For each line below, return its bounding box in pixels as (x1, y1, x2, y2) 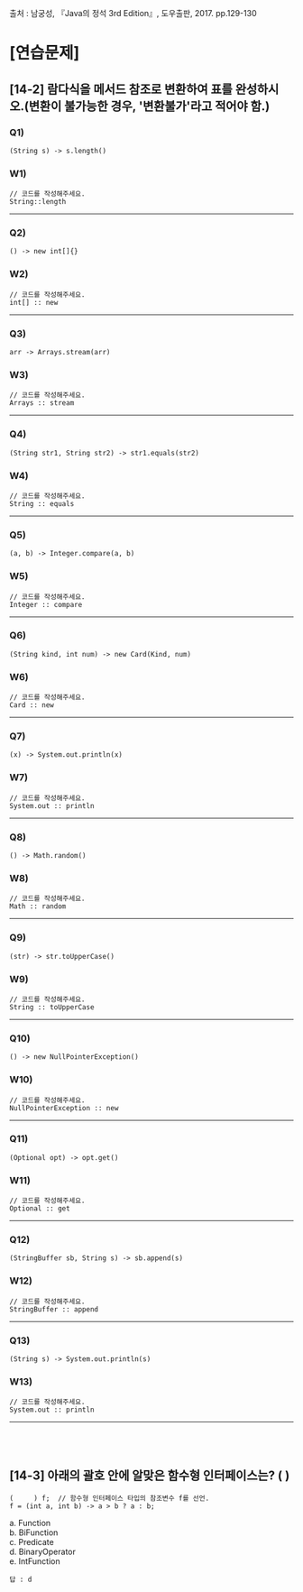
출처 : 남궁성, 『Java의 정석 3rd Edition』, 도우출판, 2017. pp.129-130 (9, 8, 257, 18)
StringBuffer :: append (9, 1304, 99, 1314)
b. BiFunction (9, 1527, 59, 1538)
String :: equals (9, 499, 75, 508)
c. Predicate (9, 1537, 54, 1548)
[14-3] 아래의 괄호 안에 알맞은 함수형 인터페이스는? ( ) (9, 1468, 290, 1483)
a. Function (9, 1518, 51, 1529)
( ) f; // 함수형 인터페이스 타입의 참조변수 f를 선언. (9, 1494, 210, 1504)
